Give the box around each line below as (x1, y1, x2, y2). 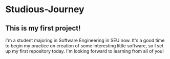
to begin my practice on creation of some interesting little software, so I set (5, 43, 164, 49)
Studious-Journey (5, 4, 84, 15)
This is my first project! (5, 24, 81, 33)
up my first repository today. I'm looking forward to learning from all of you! (5, 48, 164, 54)
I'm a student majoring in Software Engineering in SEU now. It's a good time (5, 37, 165, 43)
